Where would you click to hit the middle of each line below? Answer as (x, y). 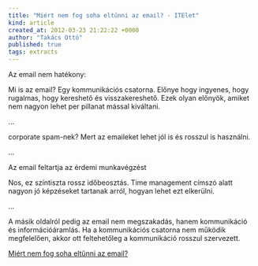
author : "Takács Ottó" (45, 37)
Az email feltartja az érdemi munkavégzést (77, 167)
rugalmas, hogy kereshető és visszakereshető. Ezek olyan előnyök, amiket (129, 98)
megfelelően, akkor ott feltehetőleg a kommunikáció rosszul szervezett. (124, 238)
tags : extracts (33, 52)
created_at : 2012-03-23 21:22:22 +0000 (74, 30)
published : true (35, 45)
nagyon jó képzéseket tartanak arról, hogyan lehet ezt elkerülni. (111, 191)
